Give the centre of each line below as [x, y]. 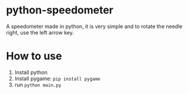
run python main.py [38, 85]
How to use [34, 56]
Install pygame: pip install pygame [58, 78]
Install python [31, 72]
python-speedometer [60, 10]
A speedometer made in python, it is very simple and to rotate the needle [94, 26]
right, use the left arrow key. [40, 32]
